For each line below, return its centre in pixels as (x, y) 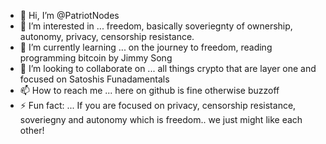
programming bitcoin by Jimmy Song (96, 58)
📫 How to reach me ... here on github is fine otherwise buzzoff (149, 90)
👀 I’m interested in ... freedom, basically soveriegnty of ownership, (156, 26)
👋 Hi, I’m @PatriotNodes (69, 15)
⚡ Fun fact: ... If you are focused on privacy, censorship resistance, (158, 105)
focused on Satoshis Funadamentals (94, 79)
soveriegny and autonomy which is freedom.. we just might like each (161, 119)
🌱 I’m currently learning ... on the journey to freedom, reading (146, 47)
